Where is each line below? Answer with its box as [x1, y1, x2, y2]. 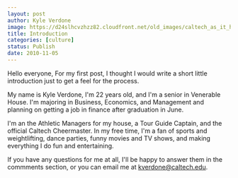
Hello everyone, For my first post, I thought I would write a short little [7, 69, 208, 78]
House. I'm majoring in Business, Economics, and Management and [7, 97, 204, 106]
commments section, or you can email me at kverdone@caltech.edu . [7, 162, 208, 171]
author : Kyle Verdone [7, 17, 72, 24]
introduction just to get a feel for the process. [7, 76, 140, 85]
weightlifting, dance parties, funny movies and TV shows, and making [7, 133, 211, 142]
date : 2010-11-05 [7, 50, 59, 57]
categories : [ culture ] [7, 37, 74, 44]
